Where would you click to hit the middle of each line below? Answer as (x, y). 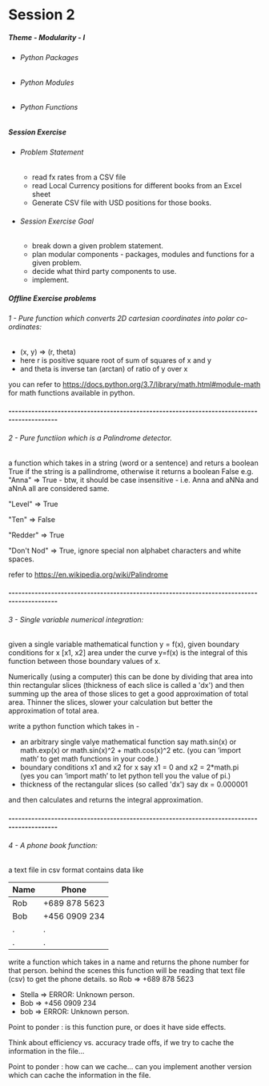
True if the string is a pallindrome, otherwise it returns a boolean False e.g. (131, 471)
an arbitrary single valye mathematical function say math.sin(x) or (128, 742)
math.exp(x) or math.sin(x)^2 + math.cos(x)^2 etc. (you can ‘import (130, 750)
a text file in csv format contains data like (76, 870)
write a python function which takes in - (74, 726)
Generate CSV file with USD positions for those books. (122, 203)
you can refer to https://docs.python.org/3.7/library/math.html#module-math (134, 384)
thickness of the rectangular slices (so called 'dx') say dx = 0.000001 (134, 784)
